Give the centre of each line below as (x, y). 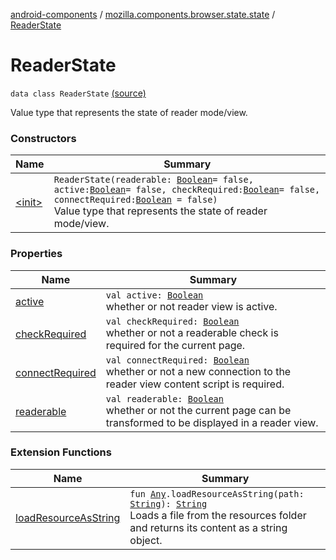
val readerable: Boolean (164, 398)
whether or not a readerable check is (192, 332)
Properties (36, 254)
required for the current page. (175, 345)
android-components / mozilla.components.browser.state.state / (143, 14)
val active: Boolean (154, 295)
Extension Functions (61, 452)
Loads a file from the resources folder (218, 515)
